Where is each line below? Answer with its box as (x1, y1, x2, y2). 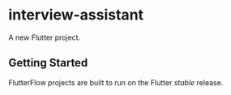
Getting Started (8, 56, 88, 70)
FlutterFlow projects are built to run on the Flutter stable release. (8, 77, 224, 87)
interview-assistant (8, 6, 144, 24)
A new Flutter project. (8, 32, 81, 42)
